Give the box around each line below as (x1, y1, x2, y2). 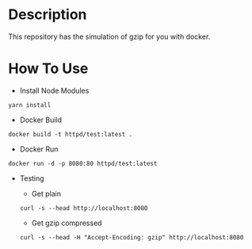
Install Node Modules (19, 86, 90, 95)
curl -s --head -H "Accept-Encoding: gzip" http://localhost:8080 (19, 233, 244, 241)
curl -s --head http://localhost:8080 (19, 204, 148, 212)
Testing (19, 173, 45, 183)
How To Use (8, 59, 89, 78)
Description (8, 6, 87, 24)
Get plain (31, 189, 62, 198)
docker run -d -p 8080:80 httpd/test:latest (8, 159, 158, 167)
